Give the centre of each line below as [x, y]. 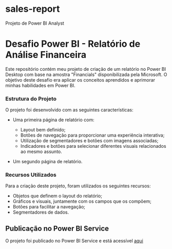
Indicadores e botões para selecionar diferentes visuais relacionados [93, 146]
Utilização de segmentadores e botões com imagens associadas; [89, 141]
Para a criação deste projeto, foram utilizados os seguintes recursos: [78, 186]
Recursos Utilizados [31, 175]
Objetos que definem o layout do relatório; [58, 196]
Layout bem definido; [43, 130]
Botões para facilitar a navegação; [49, 207]
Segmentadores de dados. [41, 212]
